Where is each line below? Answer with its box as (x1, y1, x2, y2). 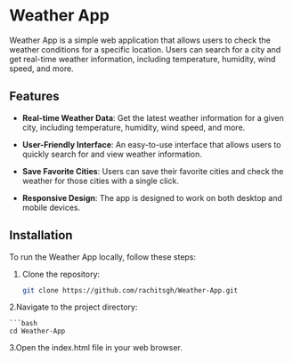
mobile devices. (21, 202, 81, 213)
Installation (9, 228, 73, 243)
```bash (9, 319, 38, 328)
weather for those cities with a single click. (21, 175, 180, 186)
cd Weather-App (9, 326, 66, 336)
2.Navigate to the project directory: (9, 302, 138, 312)
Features (9, 89, 60, 104)
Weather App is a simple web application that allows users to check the (9, 35, 272, 45)
